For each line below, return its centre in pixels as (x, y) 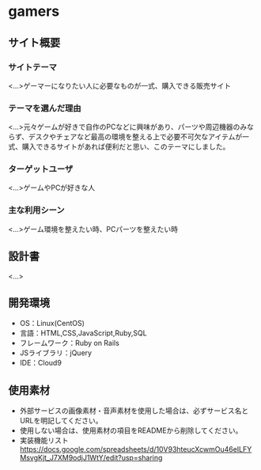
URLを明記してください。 (61, 421)
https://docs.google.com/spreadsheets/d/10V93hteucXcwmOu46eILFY (136, 449)
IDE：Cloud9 (40, 363)
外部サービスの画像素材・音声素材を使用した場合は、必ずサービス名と (134, 411)
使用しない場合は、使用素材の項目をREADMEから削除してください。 (131, 430)
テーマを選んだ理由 (45, 108)
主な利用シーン (36, 210)
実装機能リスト (44, 441)
